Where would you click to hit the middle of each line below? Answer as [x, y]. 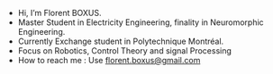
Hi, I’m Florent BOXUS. [59, 13]
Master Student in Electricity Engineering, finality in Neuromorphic [141, 22]
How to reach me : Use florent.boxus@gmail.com [109, 60]
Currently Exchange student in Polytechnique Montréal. [121, 41]
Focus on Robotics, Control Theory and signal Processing [125, 51]
